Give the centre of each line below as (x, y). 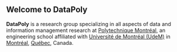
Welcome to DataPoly (47, 10)
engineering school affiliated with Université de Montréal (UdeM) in (88, 36)
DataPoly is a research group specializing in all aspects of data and (88, 24)
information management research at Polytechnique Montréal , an (86, 30)
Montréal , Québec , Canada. (40, 43)
